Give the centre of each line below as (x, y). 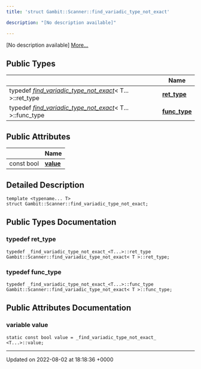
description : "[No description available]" (61, 22)
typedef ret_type (31, 239)
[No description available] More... (47, 45)
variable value (27, 325)
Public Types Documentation (61, 222)
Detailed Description (45, 185)
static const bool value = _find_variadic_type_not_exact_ (81, 337)
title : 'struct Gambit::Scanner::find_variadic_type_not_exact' (88, 12)
